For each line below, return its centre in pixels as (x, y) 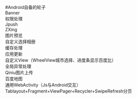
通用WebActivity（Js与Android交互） (43, 85)
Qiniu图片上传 (19, 73)
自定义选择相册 (20, 42)
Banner (12, 13)
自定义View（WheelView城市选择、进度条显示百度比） (61, 60)
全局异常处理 (18, 66)
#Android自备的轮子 (25, 7)
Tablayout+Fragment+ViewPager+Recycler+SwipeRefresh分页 (68, 91)
